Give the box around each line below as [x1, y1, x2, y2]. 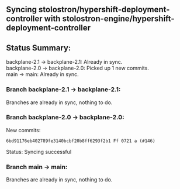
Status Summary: [6, 43, 71, 53]
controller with [6, 14, 61, 24]
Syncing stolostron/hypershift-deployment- [6, 5, 170, 15]
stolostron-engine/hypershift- [62, 14, 175, 24]
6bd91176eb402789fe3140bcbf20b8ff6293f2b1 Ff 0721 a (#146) [6, 138, 156, 144]
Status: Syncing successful [6, 148, 72, 155]
